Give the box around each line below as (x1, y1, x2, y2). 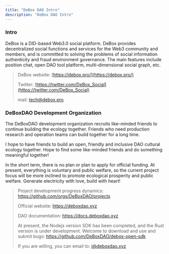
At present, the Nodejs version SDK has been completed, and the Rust (17, 223, 164, 229)
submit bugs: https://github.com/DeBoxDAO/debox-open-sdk (17, 233, 146, 239)
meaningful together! (5, 152, 49, 158)
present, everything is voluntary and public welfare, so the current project (5, 167, 159, 174)
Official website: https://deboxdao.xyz (17, 203, 97, 209)
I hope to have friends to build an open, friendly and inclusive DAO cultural (5, 141, 160, 147)
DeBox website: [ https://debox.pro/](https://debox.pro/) (17, 71, 134, 77)
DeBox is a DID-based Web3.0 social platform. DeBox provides (5, 40, 136, 46)
